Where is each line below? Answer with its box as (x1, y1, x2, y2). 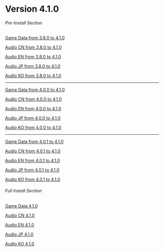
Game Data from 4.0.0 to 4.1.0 (5, 87, 65, 93)
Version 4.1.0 (5, 3, 60, 15)
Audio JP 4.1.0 (5, 231, 34, 237)
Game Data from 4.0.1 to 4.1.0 (5, 139, 64, 145)
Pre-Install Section (5, 20, 42, 25)
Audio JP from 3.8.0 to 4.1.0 (5, 63, 61, 69)
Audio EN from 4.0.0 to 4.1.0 (5, 106, 61, 112)
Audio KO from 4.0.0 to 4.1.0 (5, 125, 62, 130)
